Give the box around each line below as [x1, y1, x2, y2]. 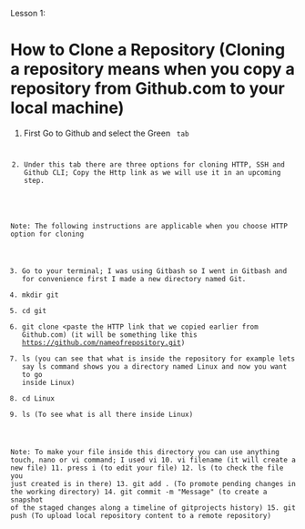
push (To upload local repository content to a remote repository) [10, 512, 272, 521]
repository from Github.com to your [10, 78, 285, 99]
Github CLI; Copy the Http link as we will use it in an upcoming [23, 168, 281, 177]
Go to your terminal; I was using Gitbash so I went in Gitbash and [22, 267, 288, 276]
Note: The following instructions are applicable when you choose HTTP [10, 221, 288, 230]
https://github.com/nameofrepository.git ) [22, 339, 186, 348]
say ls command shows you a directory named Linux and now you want [22, 362, 288, 371]
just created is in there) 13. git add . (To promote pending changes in [10, 480, 297, 489]
